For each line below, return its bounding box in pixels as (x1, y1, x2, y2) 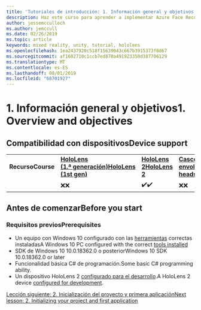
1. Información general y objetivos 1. (6, 101, 186, 115)
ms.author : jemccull (6, 25, 58, 32)
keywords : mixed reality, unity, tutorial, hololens (6, 43, 141, 49)
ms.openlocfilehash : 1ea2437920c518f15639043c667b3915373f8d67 (6, 48, 167, 54)
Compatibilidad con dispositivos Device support (6, 138, 188, 148)
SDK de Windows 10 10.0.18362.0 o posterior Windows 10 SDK (14, 247, 167, 254)
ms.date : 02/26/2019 (6, 31, 58, 37)
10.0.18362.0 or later (14, 253, 65, 261)
